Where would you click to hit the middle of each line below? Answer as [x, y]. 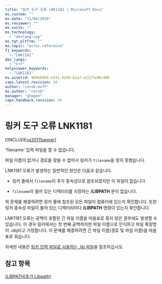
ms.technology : [20, 32]
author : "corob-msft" [27, 87]
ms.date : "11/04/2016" [28, 19]
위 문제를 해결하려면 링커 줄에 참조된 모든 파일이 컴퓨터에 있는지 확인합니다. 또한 [81, 202]
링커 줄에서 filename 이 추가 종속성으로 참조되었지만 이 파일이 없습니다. [79, 181]
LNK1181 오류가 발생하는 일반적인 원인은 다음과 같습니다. [59, 171]
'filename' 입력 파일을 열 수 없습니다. [40, 150]
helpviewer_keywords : [27, 69]
